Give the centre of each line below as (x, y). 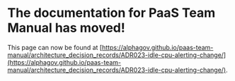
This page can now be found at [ (55, 47)
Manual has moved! (66, 28)
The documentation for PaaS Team (111, 13)
